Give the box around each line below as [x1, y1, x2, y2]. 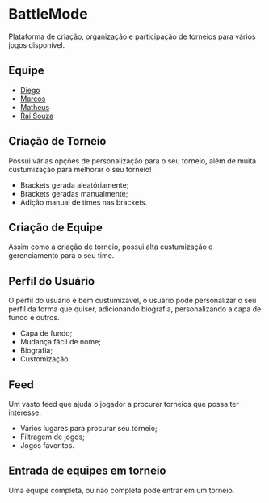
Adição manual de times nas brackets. [19, 197, 148, 207]
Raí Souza [19, 111, 54, 120]
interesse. [8, 408, 42, 417]
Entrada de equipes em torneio [8, 464, 166, 478]
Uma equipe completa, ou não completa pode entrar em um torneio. [8, 485, 235, 495]
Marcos [19, 94, 46, 104]
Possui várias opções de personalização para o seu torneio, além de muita [8, 155, 257, 166]
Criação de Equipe [8, 220, 103, 235]
